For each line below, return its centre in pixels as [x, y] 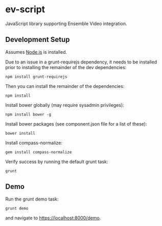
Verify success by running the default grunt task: [57, 162]
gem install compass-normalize [39, 152]
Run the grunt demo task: [32, 199]
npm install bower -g [28, 114]
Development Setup [38, 40]
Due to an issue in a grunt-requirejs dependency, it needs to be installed [81, 62]
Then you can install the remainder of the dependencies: [65, 86]
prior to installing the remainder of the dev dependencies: [66, 67]
